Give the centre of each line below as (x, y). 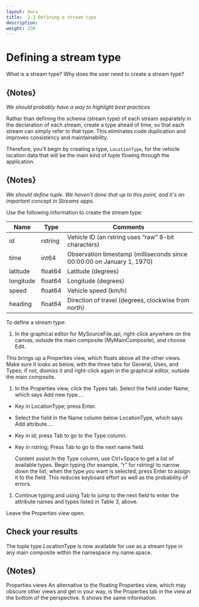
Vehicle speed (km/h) (97, 290)
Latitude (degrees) (93, 271)
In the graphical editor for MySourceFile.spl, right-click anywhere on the (102, 334)
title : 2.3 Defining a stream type (51, 17)
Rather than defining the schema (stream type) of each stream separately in (99, 118)
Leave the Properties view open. (46, 513)
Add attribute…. (34, 424)
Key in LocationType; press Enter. (55, 406)
